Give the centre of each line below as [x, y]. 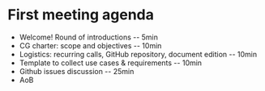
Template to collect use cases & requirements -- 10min [111, 63]
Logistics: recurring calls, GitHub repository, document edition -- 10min [138, 54]
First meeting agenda [81, 15]
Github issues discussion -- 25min [77, 71]
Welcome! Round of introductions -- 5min [89, 37]
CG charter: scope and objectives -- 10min [90, 45]
